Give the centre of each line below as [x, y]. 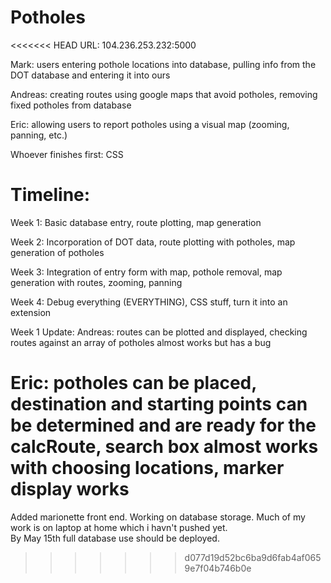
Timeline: [50, 195]
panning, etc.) [39, 135]
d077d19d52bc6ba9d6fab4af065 [253, 557]
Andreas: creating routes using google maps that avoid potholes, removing [164, 94]
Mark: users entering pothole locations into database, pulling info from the [163, 64]
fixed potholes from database [71, 105]
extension [31, 312]
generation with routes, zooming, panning [96, 282]
